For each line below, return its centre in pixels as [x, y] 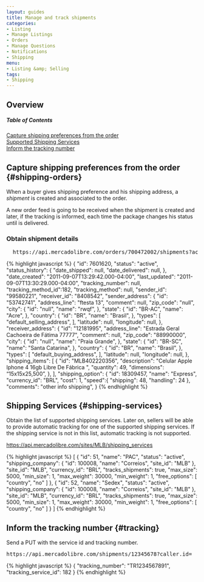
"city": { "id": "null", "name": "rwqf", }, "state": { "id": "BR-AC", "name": [95, 309]
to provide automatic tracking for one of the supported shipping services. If [100, 427]
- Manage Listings [29, 35]
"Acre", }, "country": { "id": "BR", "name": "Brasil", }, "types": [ [83, 315]
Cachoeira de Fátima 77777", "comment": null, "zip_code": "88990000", [96, 335]
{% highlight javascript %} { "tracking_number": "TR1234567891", [88, 566]
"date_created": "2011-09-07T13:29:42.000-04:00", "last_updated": [91, 276]
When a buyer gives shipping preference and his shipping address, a [92, 192]
